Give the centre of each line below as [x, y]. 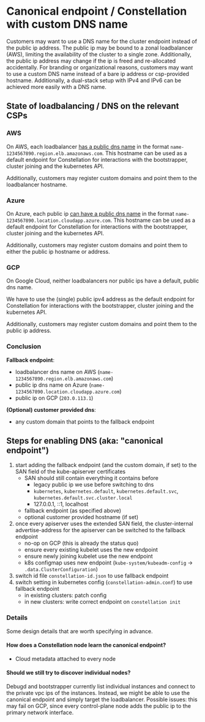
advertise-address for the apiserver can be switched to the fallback [100, 530]
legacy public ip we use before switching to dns [94, 485]
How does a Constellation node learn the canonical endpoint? [86, 645]
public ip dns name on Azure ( [53, 385]
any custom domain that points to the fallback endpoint [85, 422]
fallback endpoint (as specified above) [73, 511]
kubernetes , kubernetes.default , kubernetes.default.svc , [106, 491]
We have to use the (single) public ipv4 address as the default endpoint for [100, 299]
